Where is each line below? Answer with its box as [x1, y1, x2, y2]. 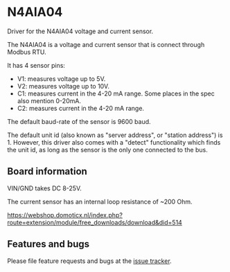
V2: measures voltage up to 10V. [17, 82, 109, 90]
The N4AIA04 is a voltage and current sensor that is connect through [7, 40, 205, 48]
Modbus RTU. [7, 48, 46, 56]
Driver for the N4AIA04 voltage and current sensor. [7, 27, 154, 35]
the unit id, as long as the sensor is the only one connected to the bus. [7, 145, 208, 154]
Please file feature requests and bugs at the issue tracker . [7, 257, 172, 265]
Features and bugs [7, 238, 90, 250]
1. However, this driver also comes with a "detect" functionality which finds [7, 138, 221, 146]
